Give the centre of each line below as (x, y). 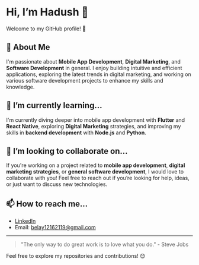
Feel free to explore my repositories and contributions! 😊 (76, 256)
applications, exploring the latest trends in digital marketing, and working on (99, 74)
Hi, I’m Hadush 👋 (47, 12)
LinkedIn (25, 221)
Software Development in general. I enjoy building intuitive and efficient (94, 68)
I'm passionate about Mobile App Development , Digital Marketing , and (93, 61)
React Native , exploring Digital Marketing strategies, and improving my (94, 126)
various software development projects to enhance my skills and (85, 80)
